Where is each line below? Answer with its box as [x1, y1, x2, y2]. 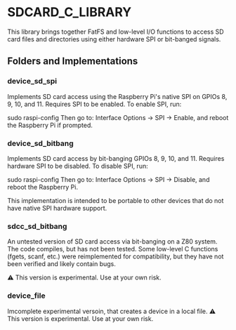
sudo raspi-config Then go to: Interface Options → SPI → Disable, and [7, 175, 210, 183]
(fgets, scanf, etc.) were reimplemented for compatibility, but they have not [7, 252, 224, 260]
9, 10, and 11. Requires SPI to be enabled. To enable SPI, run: [7, 100, 182, 108]
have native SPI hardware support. [7, 204, 107, 212]
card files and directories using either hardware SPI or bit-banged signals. [7, 34, 221, 43]
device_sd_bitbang [7, 138, 74, 148]
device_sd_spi [7, 77, 58, 86]
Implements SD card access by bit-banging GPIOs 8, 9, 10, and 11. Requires [7, 154, 225, 162]
